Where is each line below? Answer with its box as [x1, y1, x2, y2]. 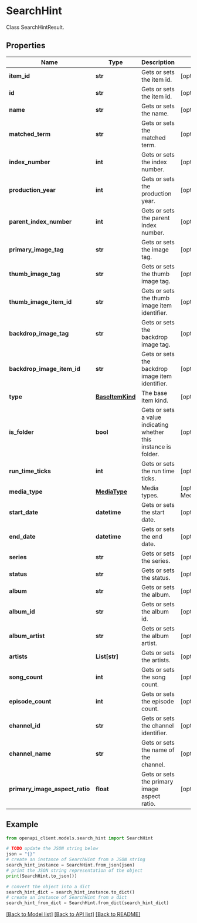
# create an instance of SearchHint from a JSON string [6, 856, 145, 863]
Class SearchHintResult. [6, 24, 64, 31]
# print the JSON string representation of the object [6, 867, 143, 874]
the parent [141, 214, 170, 222]
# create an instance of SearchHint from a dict [6, 895, 127, 901]
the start [141, 508, 165, 516]
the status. [141, 573, 171, 582]
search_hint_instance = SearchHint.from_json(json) [6, 862, 135, 868]
